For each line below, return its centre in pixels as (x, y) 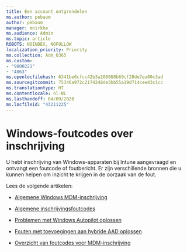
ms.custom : (19, 61)
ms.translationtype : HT (35, 88)
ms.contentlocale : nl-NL (36, 93)
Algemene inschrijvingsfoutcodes (55, 209)
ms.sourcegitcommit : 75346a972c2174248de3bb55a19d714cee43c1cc (85, 83)
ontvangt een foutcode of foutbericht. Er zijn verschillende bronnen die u (94, 169)
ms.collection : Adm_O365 (36, 55)
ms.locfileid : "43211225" (37, 104)
